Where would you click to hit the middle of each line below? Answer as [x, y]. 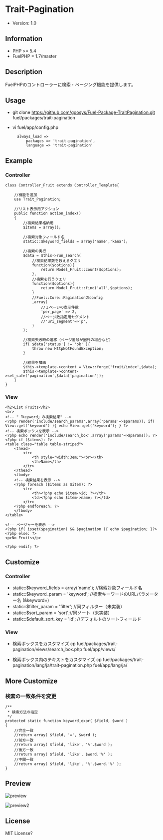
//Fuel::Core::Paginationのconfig [67, 298]
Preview [18, 784]
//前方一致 [24, 741]
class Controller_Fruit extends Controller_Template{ [62, 185]
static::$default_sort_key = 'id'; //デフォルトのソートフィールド [77, 619]
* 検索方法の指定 [23, 712]
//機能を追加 [26, 195]
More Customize [31, 681]
